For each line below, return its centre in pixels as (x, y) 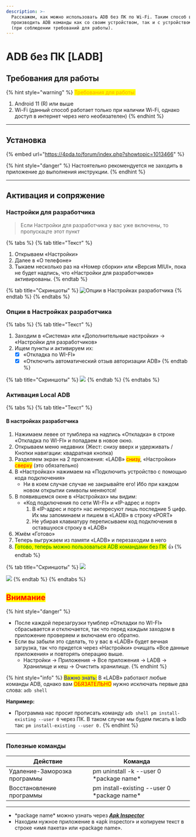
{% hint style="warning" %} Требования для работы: (71, 93)
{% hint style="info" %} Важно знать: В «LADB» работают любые (86, 678)
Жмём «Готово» (35, 534)
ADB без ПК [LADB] (55, 57)
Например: (20, 702)
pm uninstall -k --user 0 (127, 771)
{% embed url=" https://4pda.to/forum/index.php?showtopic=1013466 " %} (95, 154)
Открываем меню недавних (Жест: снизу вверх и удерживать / (94, 446)
